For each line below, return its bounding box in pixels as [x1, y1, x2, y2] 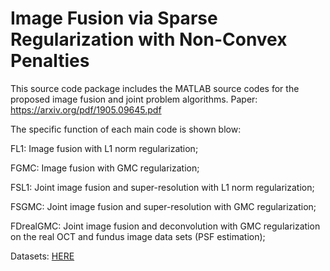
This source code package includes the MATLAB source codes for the [10, 82, 300, 94]
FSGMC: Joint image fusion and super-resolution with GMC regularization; [10, 200, 317, 212]
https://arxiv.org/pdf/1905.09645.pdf [10, 103, 162, 116]
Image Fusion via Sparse [10, 7, 218, 30]
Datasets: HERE [10, 250, 75, 262]
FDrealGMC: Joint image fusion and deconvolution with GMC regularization [10, 220, 321, 232]
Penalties [10, 50, 90, 72]
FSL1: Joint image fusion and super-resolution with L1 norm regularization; [10, 181, 315, 193]
